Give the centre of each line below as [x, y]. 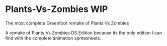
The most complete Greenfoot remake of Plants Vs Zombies [67, 23]
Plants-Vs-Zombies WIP [57, 9]
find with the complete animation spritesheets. [53, 38]
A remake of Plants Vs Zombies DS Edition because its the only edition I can [84, 32]
